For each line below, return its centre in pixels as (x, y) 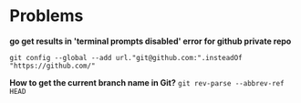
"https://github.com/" (52, 66)
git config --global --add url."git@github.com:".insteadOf (126, 57)
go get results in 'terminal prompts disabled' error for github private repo (150, 41)
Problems (47, 16)
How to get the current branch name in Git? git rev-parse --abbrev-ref (147, 82)
